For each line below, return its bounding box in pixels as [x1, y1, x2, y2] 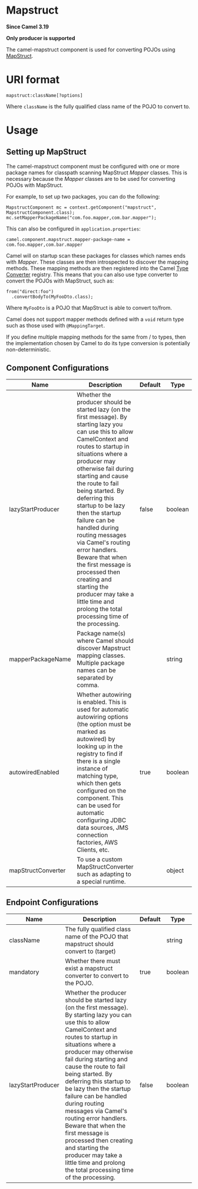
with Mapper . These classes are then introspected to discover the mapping [6, 258, 189, 265]
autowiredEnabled [9, 768, 60, 776]
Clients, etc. [76, 846, 110, 854]
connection [76, 831, 108, 839]
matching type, [76, 772, 118, 780]
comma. [76, 681, 99, 689]
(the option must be [76, 720, 131, 728]
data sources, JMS [76, 823, 128, 831]
